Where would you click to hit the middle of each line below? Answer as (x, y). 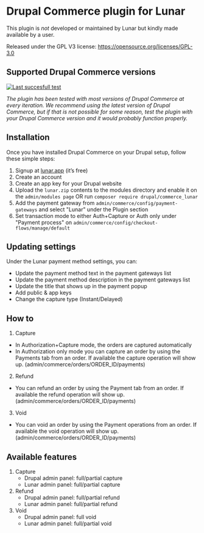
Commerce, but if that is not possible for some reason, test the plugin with (100, 112)
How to (20, 318)
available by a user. (30, 34)
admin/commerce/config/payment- (137, 203)
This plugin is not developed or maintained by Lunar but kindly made (92, 28)
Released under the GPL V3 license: (51, 46)
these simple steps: (31, 158)
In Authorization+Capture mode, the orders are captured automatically (103, 345)
